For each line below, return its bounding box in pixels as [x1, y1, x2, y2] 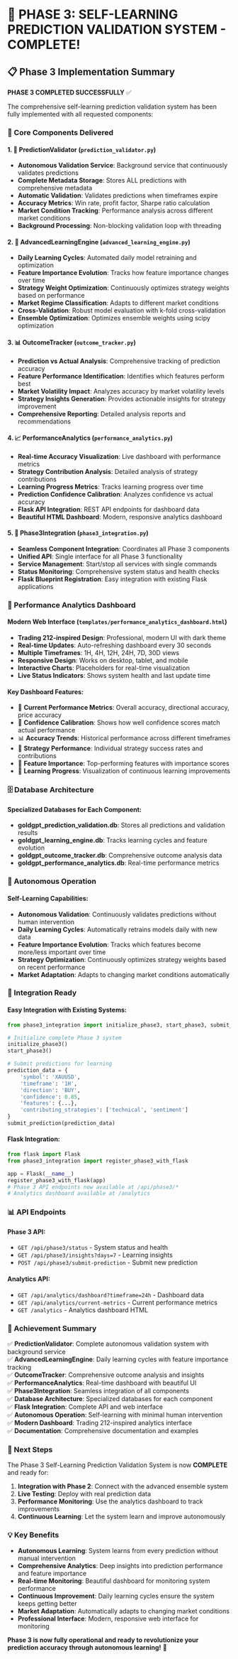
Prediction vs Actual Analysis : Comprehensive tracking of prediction [17, 357, 221, 365]
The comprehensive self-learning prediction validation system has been [7, 102, 217, 111]
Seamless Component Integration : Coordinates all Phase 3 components [17, 544, 230, 553]
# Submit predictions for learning [7, 1060, 113, 1068]
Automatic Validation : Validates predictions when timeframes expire [17, 191, 218, 200]
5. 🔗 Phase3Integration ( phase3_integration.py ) [7, 529, 149, 537]
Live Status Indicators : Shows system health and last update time [17, 671, 211, 680]
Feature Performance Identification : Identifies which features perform [17, 372, 225, 380]
